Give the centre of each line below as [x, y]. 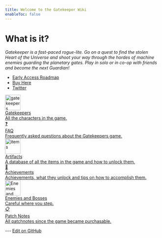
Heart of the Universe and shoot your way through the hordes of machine [80, 58]
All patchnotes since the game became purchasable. [58, 221]
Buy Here [22, 83]
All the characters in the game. [36, 118]
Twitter [19, 88]
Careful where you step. [29, 204]
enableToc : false [23, 14]
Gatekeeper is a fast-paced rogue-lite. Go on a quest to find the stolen [77, 52]
